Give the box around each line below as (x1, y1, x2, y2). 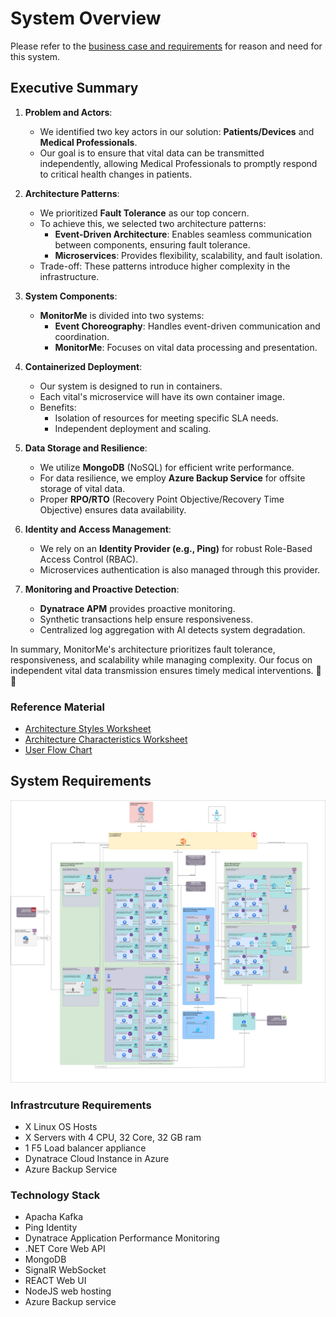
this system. (10, 50, 61, 62)
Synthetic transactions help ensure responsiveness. (39, 613, 254, 625)
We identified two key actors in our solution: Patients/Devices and (39, 125, 315, 137)
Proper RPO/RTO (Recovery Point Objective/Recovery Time (39, 493, 285, 505)
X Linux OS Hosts (24, 1120, 98, 1132)
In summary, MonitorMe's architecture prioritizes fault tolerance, (10, 643, 276, 655)
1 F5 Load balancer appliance (24, 1142, 147, 1154)
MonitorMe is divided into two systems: (39, 309, 205, 321)
